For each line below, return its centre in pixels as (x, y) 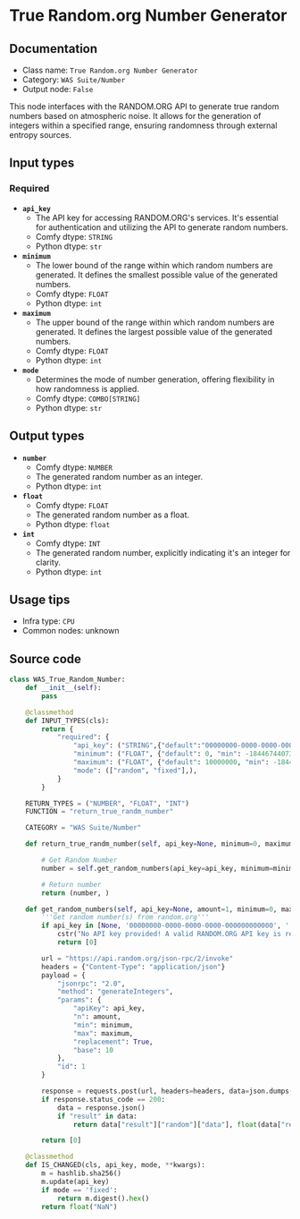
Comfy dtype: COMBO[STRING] (88, 398)
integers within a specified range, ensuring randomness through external (143, 125)
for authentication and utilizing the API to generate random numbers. (162, 227)
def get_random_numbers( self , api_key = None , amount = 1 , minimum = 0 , (151, 909)
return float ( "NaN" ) (79, 1206)
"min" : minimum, (103, 1025)
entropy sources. (41, 135)
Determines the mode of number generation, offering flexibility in (155, 379)
